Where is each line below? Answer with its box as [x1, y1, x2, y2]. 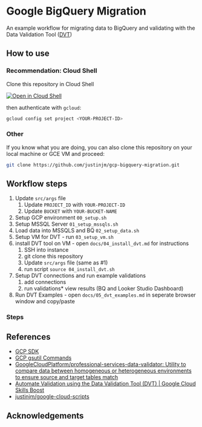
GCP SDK [15, 348, 39, 355]
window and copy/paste [15, 298, 76, 305]
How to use [6, 49, 50, 59]
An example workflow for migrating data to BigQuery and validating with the [6, 24, 195, 32]
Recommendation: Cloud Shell [6, 67, 97, 75]
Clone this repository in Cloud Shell [6, 80, 94, 87]
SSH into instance [24, 246, 69, 254]
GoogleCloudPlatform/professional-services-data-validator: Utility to [15, 361, 186, 368]
